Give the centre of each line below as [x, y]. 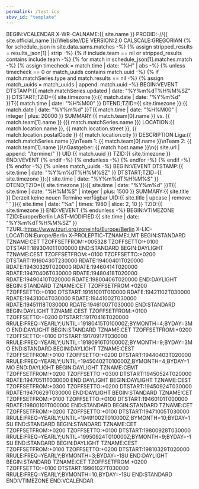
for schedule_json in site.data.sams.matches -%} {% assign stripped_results [99, 46]
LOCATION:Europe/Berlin [37, 235]
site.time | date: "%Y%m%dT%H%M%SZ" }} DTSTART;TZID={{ [84, 172]
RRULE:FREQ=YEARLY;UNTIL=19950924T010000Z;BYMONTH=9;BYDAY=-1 [99, 436]
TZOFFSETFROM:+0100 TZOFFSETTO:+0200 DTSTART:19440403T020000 [99, 355]
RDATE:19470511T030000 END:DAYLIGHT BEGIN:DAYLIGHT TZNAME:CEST [99, 380]
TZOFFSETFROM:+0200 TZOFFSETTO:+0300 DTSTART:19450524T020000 [99, 374]
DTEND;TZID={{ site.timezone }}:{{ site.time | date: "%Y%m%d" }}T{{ [91, 185]
